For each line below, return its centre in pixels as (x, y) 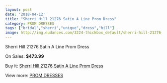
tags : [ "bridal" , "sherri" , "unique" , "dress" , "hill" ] (60, 28)
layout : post (19, 10)
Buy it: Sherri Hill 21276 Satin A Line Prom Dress (54, 66)
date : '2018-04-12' (25, 14)
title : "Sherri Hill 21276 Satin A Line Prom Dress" (61, 19)
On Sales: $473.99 (25, 56)
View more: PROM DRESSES (34, 75)
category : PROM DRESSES (30, 23)
